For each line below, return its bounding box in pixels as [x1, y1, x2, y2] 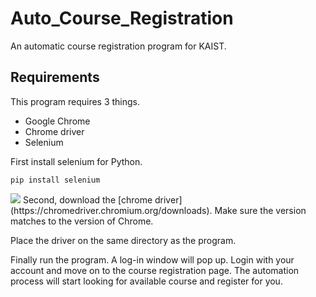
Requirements [10, 69, 100, 86]
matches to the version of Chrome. [10, 215, 154, 227]
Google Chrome [24, 115, 91, 127]
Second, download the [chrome [22, 193, 153, 206]
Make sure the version [214, 204, 307, 216]
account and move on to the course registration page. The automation [10, 264, 300, 276]
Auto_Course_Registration [10, 7, 234, 30]
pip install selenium [10, 175, 101, 185]
